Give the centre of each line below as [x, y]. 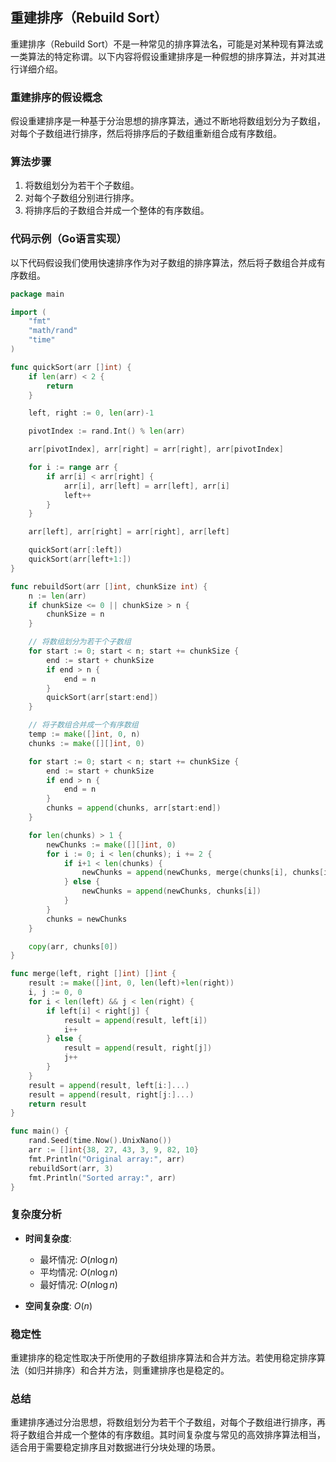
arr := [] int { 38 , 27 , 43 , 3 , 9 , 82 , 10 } [113, 1150]
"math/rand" [53, 331]
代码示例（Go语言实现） [68, 239]
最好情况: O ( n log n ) [78, 1284]
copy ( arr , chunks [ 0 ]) [73, 946]
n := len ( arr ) [57, 596]
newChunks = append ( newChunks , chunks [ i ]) [171, 891]
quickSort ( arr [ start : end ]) [102, 698]
